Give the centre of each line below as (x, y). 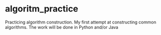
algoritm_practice (42, 9)
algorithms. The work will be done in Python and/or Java (62, 27)
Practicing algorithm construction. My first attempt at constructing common (81, 22)
